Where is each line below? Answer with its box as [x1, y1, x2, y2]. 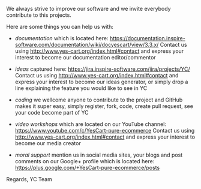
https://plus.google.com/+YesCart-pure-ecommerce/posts [14, 164, 160, 171]
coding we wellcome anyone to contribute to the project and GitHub [14, 96, 183, 103]
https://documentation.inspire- [109, 35, 186, 41]
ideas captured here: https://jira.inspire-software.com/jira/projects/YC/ [14, 65, 190, 73]
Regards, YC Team [6, 176, 52, 182]
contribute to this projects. [6, 11, 72, 19]
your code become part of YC [14, 109, 89, 116]
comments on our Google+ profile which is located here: [14, 158, 155, 164]
